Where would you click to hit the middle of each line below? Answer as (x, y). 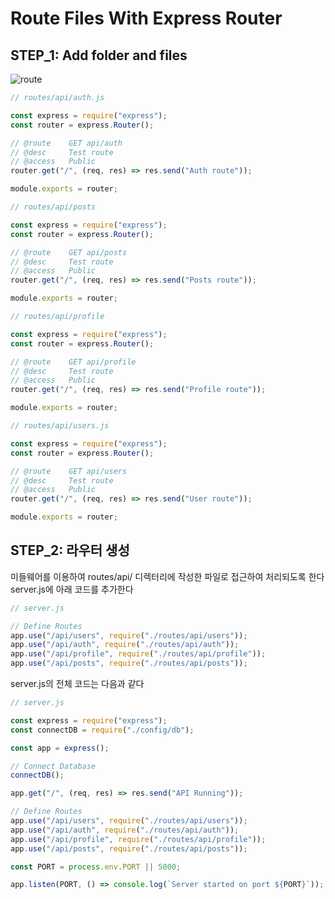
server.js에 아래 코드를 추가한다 (72, 589)
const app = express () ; (60, 748)
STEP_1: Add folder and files (99, 55)
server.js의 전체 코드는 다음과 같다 (77, 684)
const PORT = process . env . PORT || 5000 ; (96, 867)
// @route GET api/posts (69, 252)
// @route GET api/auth (66, 143)
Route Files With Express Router (146, 18)
